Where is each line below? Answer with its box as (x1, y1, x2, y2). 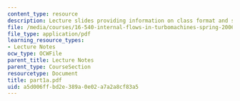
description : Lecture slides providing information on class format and (7, 17, 229, 24)
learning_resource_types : (7, 37, 84, 44)
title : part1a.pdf (7, 76, 62, 84)
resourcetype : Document (7, 70, 79, 77)
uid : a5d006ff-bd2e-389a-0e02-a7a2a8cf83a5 (7, 83, 139, 90)
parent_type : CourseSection (7, 63, 91, 70)
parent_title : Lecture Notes (7, 57, 94, 64)
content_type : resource (7, 10, 79, 18)
